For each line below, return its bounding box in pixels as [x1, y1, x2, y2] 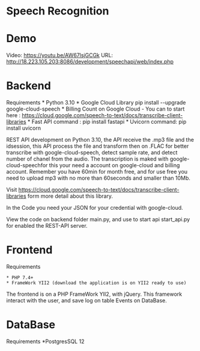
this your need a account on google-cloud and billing [49, 162, 180, 169]
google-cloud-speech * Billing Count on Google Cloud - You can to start [6, 105, 185, 112]
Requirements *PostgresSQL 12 [6, 338, 85, 345]
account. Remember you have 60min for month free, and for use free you [6, 168, 188, 175]
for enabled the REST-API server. [6, 222, 88, 230]
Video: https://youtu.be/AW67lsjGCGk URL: [6, 52, 113, 59]
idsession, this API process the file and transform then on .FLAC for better [6, 142, 189, 150]
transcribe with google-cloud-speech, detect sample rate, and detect [6, 149, 178, 156]
